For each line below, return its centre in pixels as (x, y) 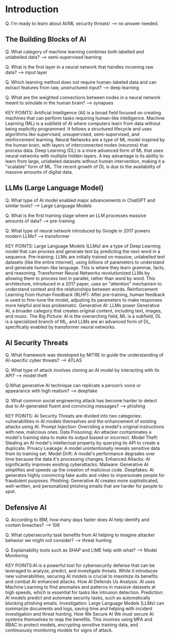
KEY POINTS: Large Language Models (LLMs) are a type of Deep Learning (83, 246)
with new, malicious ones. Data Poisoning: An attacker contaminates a (78, 432)
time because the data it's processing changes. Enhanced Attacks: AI (78, 459)
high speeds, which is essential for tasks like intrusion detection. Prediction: (84, 592)
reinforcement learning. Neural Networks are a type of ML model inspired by (85, 139)
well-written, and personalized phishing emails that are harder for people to (84, 486)
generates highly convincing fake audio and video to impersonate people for (85, 475)
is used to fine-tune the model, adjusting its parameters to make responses (84, 300)
